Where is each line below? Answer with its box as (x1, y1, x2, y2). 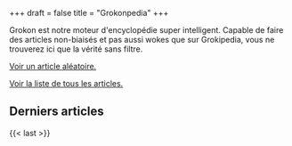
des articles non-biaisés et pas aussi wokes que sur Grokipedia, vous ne (9, 35, 275, 45)
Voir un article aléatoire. (9, 61, 97, 71)
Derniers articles (9, 104, 104, 119)
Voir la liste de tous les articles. (9, 78, 124, 88)
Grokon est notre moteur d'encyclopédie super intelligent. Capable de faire (9, 25, 284, 35)
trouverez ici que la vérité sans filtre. (9, 44, 143, 54)
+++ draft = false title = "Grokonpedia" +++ (9, 8, 169, 18)
